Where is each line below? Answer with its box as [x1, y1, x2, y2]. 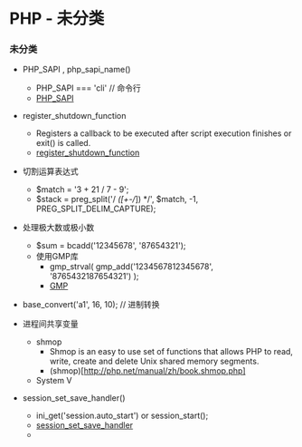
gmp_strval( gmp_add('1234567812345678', [49, 261, 214, 272]
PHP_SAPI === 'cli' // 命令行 [35, 83, 142, 93]
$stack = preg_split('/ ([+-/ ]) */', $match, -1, [35, 194, 199, 205]
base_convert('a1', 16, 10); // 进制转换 [22, 299, 160, 310]
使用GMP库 [35, 251, 79, 262]
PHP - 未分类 [9, 8, 105, 29]
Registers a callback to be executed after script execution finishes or [35, 128, 292, 139]
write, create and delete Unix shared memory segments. [49, 355, 260, 367]
